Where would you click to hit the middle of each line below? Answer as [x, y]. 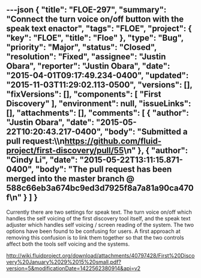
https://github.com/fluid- [113, 141]
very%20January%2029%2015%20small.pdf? [64, 262]
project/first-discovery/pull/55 [65, 150]
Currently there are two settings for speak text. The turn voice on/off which [99, 212]
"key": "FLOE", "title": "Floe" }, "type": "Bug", [95, 38]
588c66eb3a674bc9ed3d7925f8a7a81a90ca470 [100, 188]
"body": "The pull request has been [103, 170]
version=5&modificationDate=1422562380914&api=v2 [73, 268]
